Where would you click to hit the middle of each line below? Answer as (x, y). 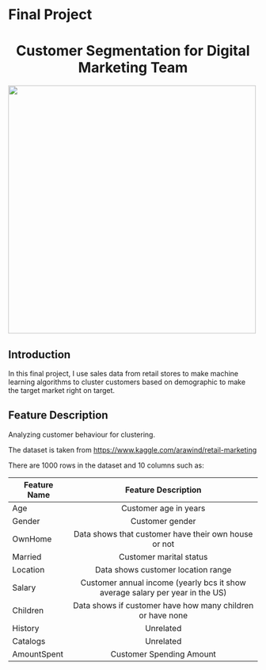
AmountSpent (38, 654)
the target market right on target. (62, 390)
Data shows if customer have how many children (163, 605)
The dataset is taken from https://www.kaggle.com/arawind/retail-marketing (133, 449)
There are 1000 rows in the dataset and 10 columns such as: (106, 465)
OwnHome (32, 539)
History (26, 628)
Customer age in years (163, 508)
